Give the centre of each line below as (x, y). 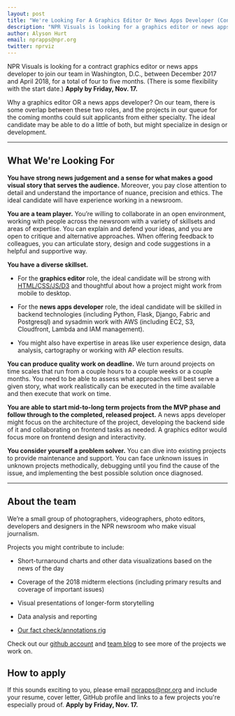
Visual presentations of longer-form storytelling (86, 603)
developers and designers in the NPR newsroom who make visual (101, 526)
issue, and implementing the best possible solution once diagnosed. (105, 473)
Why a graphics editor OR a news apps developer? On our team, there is (111, 102)
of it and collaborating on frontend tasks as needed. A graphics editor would (117, 430)
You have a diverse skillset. (48, 265)
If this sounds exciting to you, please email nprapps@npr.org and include (112, 690)
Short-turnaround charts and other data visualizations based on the (114, 561)
